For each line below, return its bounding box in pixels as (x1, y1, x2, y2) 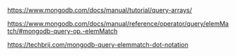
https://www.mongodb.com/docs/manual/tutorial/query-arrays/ (7, 6, 192, 14)
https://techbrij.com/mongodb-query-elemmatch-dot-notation (7, 41, 189, 48)
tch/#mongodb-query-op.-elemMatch (7, 27, 118, 35)
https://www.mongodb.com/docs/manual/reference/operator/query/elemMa (7, 20, 229, 27)
